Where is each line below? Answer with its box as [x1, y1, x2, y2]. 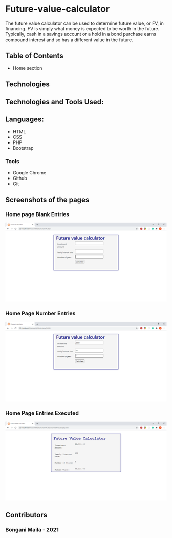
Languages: [5, 115, 45, 123]
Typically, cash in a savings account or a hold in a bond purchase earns [5, 31, 156, 37]
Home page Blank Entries [5, 210, 70, 218]
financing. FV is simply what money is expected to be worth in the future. [5, 25, 160, 31]
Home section [12, 65, 42, 71]
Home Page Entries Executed [5, 409, 79, 417]
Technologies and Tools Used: [5, 97, 104, 106]
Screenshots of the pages [5, 195, 90, 204]
